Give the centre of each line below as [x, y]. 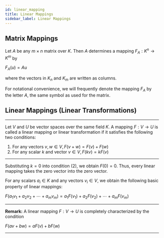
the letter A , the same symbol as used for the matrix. [58, 95]
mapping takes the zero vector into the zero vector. [57, 171]
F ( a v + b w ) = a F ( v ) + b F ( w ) [32, 226]
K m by [11, 58]
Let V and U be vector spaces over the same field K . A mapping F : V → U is [82, 127]
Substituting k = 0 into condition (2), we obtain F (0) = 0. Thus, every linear [80, 166]
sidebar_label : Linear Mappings [38, 19]
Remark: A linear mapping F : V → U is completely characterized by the [77, 211]
